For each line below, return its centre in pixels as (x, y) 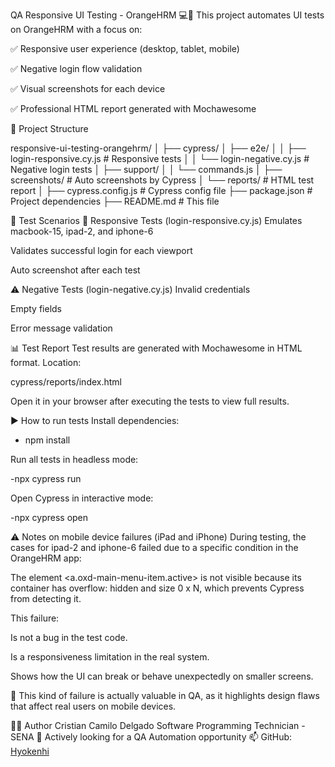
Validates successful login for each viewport (101, 250)
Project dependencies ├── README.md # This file (115, 201)
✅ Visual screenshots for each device (88, 88)
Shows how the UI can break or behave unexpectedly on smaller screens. (162, 676)
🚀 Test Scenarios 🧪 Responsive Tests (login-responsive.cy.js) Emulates (156, 220)
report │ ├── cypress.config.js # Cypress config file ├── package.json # (161, 190)
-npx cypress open (49, 517)
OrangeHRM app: (46, 558)
